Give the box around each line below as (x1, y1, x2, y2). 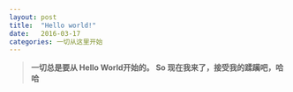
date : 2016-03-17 (9, 29, 81, 38)
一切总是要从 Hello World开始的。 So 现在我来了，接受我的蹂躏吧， (30, 62, 276, 73)
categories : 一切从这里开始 (9, 37, 103, 46)
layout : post (9, 12, 57, 22)
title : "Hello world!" (9, 21, 97, 30)
